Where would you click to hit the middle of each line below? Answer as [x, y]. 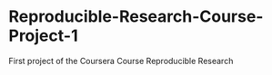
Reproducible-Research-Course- [136, 17]
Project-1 [43, 36]
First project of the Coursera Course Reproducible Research [121, 61]
